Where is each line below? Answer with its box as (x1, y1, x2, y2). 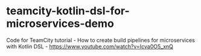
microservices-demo (6, 17, 115, 30)
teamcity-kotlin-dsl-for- (6, 4, 130, 18)
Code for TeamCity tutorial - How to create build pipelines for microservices (6, 36, 195, 43)
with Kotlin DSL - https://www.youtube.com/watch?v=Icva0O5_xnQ (6, 43, 174, 50)
